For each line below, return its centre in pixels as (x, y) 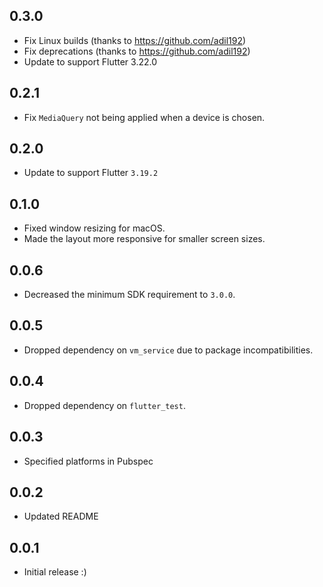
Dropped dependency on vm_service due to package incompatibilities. (168, 350)
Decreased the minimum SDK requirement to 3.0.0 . (129, 295)
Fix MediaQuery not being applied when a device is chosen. (144, 117)
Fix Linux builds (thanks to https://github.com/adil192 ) (135, 40)
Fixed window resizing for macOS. (94, 228)
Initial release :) (55, 572)
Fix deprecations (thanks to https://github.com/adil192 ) (137, 51)
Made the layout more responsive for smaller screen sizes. (144, 239)
